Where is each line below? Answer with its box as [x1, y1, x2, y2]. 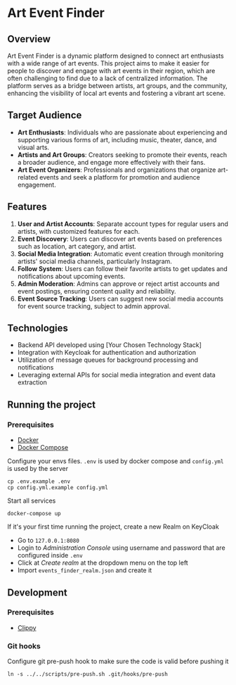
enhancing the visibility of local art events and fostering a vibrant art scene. [7, 89, 226, 97]
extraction [17, 378, 47, 387]
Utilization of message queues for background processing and [17, 356, 199, 364]
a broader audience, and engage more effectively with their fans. [17, 158, 206, 166]
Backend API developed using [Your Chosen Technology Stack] [17, 341, 202, 349]
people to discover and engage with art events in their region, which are [7, 67, 216, 75]
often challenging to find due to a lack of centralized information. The [7, 74, 208, 82]
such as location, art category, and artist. [17, 241, 137, 251]
